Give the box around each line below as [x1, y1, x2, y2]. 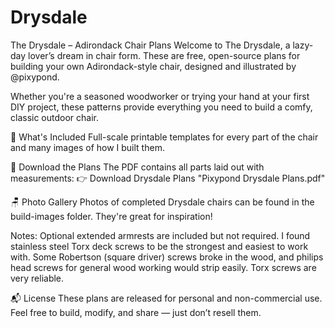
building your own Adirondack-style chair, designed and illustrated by [10, 60, 297, 72]
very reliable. [10, 272, 65, 284]
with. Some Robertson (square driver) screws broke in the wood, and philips [10, 251, 324, 263]
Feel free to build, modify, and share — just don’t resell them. [10, 306, 262, 318]
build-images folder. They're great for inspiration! [10, 210, 213, 222]
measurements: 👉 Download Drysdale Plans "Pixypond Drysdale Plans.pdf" [10, 172, 326, 184]
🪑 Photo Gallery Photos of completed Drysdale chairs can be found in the [10, 196, 315, 208]
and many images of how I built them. [10, 141, 165, 153]
